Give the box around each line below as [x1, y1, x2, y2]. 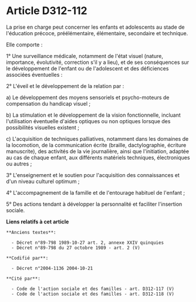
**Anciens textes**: [6, 229, 57, 235]
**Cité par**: [6, 276, 41, 281]
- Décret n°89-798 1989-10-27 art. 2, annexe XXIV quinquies [11, 239, 164, 246]
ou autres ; [6, 160, 32, 167]
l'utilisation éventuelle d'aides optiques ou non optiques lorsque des [6, 117, 171, 124]
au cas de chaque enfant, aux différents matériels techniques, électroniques [6, 154, 190, 161]
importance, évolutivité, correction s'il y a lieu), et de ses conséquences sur [6, 59, 190, 66]
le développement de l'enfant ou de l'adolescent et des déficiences [6, 65, 169, 72]
